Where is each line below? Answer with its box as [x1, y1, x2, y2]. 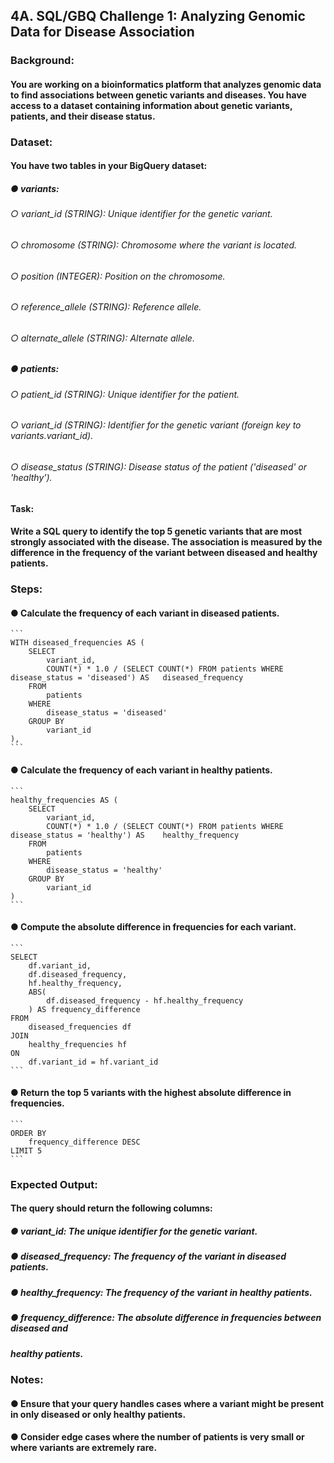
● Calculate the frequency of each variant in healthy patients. [10, 764, 273, 776]
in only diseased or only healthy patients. [10, 1408, 187, 1420]
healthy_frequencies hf [28, 1039, 128, 1049]
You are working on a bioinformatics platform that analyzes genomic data [10, 78, 322, 90]
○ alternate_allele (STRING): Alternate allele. [10, 332, 195, 344]
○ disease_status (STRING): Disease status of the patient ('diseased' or [10, 461, 308, 473]
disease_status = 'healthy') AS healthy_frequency [10, 830, 240, 840]
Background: [10, 54, 75, 68]
